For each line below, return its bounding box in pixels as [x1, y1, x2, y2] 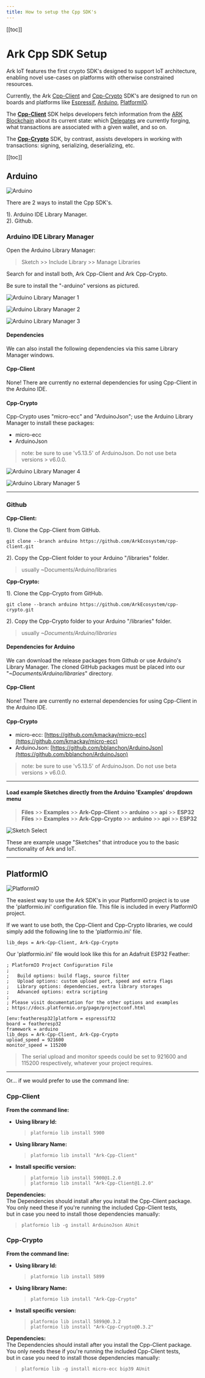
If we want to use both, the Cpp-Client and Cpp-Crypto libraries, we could [6, 922, 193, 929]
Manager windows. [6, 351, 55, 359]
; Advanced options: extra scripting [6, 989, 108, 995]
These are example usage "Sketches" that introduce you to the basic [6, 839, 179, 846]
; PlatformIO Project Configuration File [6, 962, 113, 969]
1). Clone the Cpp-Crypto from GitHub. [6, 589, 104, 597]
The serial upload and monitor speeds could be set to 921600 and [21, 1053, 187, 1060]
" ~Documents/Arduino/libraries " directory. [6, 669, 113, 677]
